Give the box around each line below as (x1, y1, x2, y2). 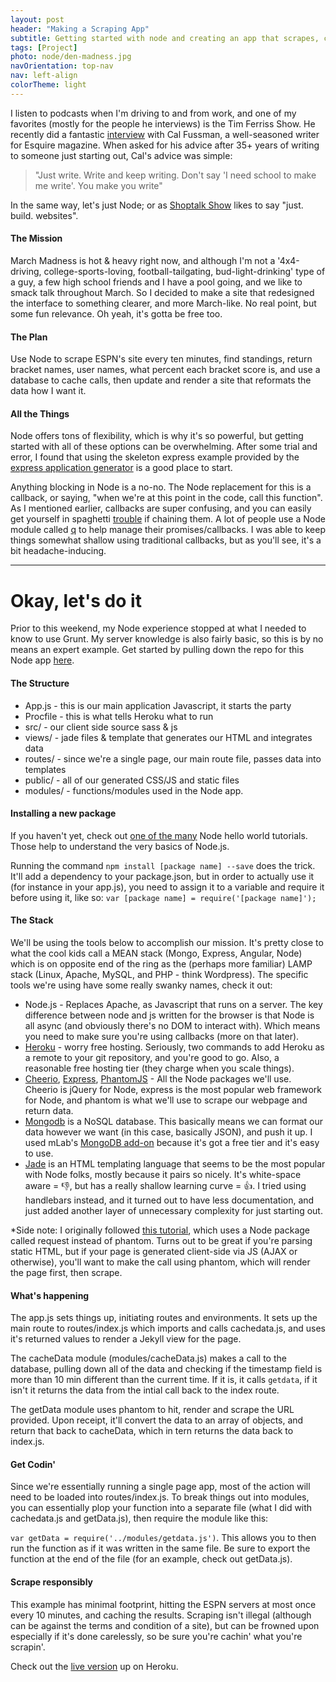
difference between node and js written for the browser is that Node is (24, 1009, 315, 1021)
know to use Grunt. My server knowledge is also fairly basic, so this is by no (10, 633, 324, 645)
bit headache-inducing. (10, 545, 107, 557)
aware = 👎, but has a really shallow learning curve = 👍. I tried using (24, 1179, 307, 1191)
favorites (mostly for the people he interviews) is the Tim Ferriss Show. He (10, 117, 316, 130)
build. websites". (10, 209, 79, 221)
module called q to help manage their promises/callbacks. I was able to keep (10, 524, 326, 536)
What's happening (10, 1289, 90, 1301)
